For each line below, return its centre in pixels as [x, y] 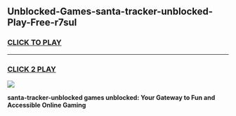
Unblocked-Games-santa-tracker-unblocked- [110, 12]
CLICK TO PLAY [34, 43]
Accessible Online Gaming [47, 105]
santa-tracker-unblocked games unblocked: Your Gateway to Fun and [111, 97]
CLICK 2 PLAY [32, 69]
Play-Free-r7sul [42, 23]
